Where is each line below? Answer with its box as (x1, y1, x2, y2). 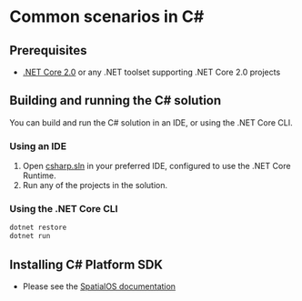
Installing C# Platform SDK (9, 256, 164, 272)
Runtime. (22, 170, 56, 181)
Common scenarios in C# (9, 6, 205, 27)
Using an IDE (9, 139, 66, 152)
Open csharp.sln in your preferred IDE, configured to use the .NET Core (22, 161, 291, 172)
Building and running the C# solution (9, 93, 222, 108)
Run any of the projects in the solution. (22, 180, 168, 191)
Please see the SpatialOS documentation (22, 280, 176, 292)
